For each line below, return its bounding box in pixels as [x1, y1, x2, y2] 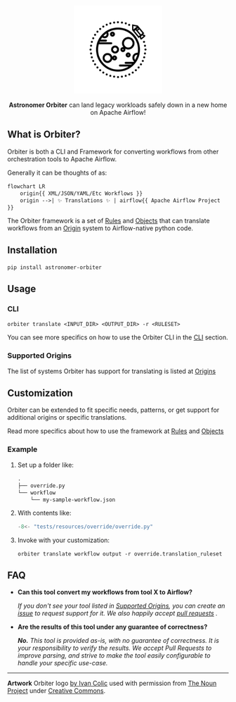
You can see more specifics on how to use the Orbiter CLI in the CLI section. [7, 333, 228, 341]
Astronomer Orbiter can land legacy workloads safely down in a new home [8, 101, 228, 109]
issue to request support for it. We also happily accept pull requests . [17, 609, 218, 618]
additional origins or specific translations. [7, 413, 127, 422]
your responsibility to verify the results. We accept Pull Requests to [17, 644, 212, 653]
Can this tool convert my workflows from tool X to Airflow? [17, 588, 193, 596]
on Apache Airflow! [90, 108, 146, 116]
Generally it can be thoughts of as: [7, 168, 107, 177]
